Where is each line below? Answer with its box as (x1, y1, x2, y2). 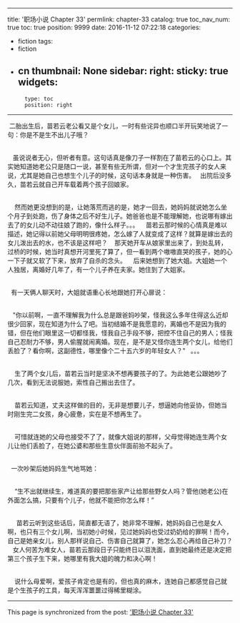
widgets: (17, 76, 59, 88)
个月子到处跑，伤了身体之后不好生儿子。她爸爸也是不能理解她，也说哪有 (7, 211, 220, 220)
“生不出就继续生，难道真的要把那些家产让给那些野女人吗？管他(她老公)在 (14, 487, 229, 495)
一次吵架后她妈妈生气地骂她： (10, 464, 99, 472)
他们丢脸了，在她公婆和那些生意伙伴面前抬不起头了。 (19, 441, 176, 450)
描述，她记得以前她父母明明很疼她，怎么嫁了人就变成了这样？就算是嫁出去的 (7, 229, 233, 238)
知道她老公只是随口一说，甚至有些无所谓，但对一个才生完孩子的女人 (19, 162, 220, 171)
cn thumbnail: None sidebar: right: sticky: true (17, 65, 229, 77)
